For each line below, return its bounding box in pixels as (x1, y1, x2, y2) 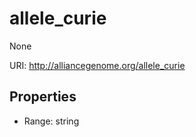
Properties (9, 88, 77, 106)
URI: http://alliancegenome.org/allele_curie (9, 59, 186, 71)
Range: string (23, 115, 80, 127)
